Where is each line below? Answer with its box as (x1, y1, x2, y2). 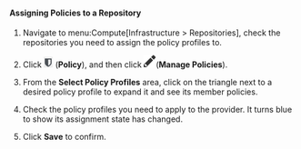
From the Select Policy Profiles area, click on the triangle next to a (22, 77, 273, 88)
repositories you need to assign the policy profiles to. (22, 37, 223, 48)
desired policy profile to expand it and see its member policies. (22, 86, 258, 97)
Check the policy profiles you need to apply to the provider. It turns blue (22, 104, 293, 115)
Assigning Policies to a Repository (9, 7, 142, 18)
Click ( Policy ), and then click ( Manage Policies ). (22, 59, 228, 70)
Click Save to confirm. (22, 132, 106, 143)
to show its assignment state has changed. (22, 114, 184, 124)
